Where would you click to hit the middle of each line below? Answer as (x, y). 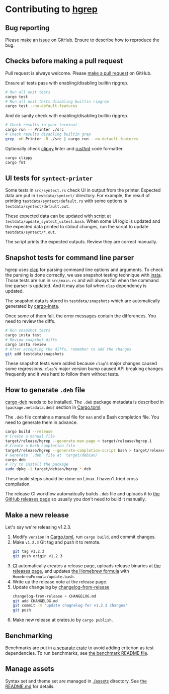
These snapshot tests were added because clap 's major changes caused (81, 364)
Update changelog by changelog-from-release (61, 587)
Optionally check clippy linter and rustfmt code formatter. (65, 148)
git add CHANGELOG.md (35, 601)
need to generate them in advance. (41, 422)
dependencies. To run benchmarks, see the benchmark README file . (77, 653)
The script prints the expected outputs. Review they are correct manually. (81, 242)
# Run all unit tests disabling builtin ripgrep (57, 102)
